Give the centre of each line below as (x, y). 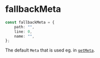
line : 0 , (23, 31)
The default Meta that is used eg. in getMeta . (50, 50)
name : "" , (24, 36)
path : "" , (24, 27)
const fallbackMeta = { (30, 22)
